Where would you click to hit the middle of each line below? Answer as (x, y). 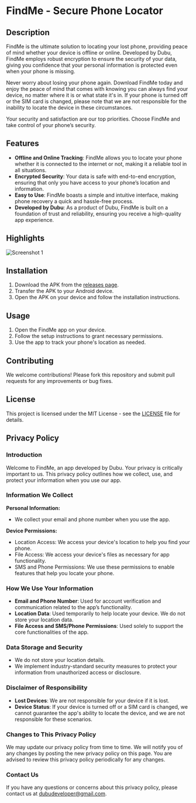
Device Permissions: (32, 531)
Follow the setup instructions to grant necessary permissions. (89, 336)
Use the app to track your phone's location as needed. (80, 342)
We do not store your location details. (60, 660)
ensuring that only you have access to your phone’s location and (92, 182)
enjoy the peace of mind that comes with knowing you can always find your (97, 89)
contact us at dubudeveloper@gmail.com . (56, 794)
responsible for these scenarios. (53, 719)
